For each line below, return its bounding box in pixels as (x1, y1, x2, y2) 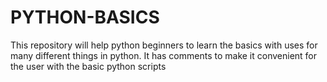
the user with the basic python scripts (10, 60, 167, 72)
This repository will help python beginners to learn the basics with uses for (10, 39, 318, 51)
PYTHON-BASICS (10, 6, 160, 29)
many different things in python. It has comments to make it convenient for (10, 49, 318, 61)
